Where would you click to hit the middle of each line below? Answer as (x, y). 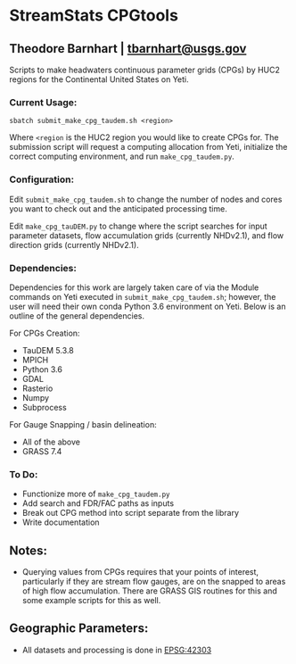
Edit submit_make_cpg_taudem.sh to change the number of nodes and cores (146, 199)
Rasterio (37, 388)
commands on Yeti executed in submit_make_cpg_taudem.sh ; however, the (143, 296)
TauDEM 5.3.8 (48, 350)
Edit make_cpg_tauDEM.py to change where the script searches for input (138, 226)
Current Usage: (43, 102)
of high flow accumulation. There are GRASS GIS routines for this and (150, 591)
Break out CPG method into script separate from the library (130, 513)
